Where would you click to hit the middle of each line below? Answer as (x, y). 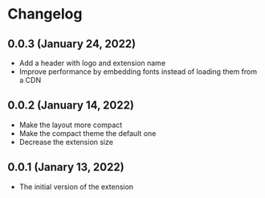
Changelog (45, 14)
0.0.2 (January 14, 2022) (71, 105)
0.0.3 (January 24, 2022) (72, 44)
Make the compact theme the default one (88, 133)
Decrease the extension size (66, 142)
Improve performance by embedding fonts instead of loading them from (138, 72)
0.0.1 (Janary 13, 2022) (66, 167)
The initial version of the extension (76, 187)
